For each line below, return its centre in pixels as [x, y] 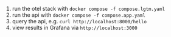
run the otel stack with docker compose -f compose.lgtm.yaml [89, 9]
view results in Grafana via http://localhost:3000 [75, 27]
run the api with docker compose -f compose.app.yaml [79, 15]
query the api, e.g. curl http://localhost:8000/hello [79, 21]
